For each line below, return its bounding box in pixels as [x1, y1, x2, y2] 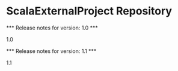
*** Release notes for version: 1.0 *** [6, 24, 98, 31]
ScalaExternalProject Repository [6, 4, 173, 18]
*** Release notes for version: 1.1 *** [6, 47, 97, 55]
